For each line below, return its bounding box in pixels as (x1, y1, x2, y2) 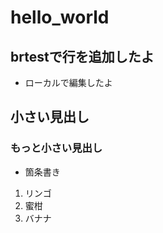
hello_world (10, 6, 110, 29)
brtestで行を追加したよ (10, 48, 155, 65)
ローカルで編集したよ (24, 77, 113, 88)
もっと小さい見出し (10, 141, 103, 155)
